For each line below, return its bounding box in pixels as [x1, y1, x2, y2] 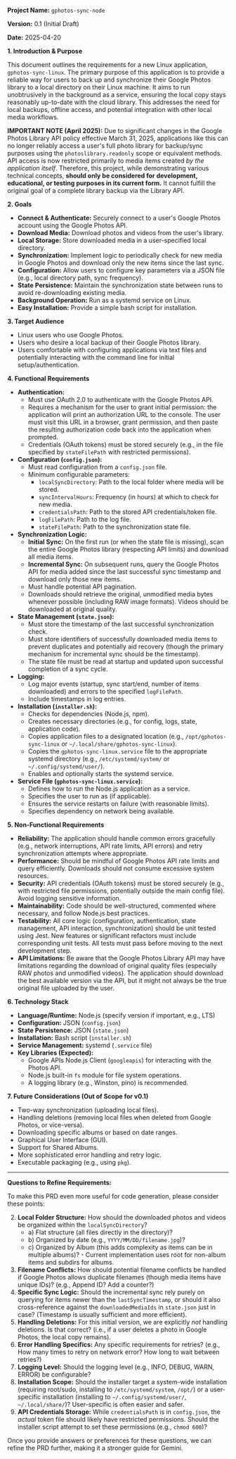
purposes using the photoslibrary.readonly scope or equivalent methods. [7, 149, 223, 157]
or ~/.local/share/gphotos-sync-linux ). [61, 739, 178, 748]
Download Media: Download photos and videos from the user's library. [17, 229, 224, 237]
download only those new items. [27, 575, 122, 583]
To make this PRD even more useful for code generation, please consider [7, 1192, 219, 1200]
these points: [7, 1200, 46, 1208]
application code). [27, 725, 81, 733]
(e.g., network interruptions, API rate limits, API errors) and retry [17, 841, 203, 850]
